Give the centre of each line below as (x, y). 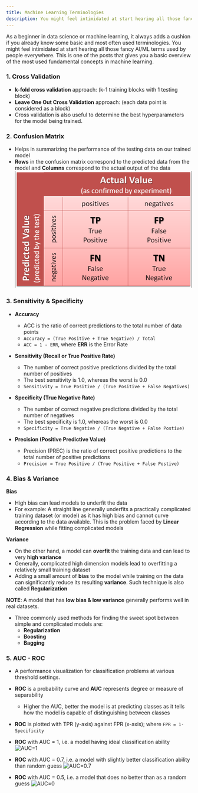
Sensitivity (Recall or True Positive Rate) (65, 356)
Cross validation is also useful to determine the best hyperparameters (99, 115)
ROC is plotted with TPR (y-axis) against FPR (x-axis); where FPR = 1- (99, 724)
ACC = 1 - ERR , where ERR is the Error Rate (76, 344)
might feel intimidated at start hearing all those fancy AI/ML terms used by (96, 49)
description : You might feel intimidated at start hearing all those (93, 19)
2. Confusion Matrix (35, 136)
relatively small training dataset (52, 570)
